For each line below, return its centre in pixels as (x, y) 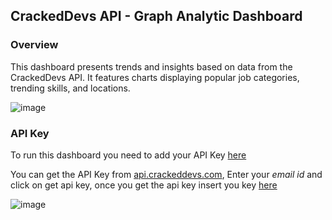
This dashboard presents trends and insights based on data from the (151, 66)
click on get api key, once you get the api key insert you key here (144, 185)
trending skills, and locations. (70, 88)
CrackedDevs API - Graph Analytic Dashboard (156, 16)
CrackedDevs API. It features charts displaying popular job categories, (155, 77)
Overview (34, 45)
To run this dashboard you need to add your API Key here (128, 155)
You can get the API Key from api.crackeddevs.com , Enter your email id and (166, 174)
